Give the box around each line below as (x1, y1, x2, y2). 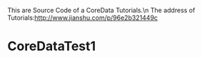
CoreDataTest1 (7, 38, 96, 54)
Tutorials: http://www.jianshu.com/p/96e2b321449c (7, 13, 158, 22)
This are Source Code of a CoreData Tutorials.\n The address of (7, 6, 196, 14)
